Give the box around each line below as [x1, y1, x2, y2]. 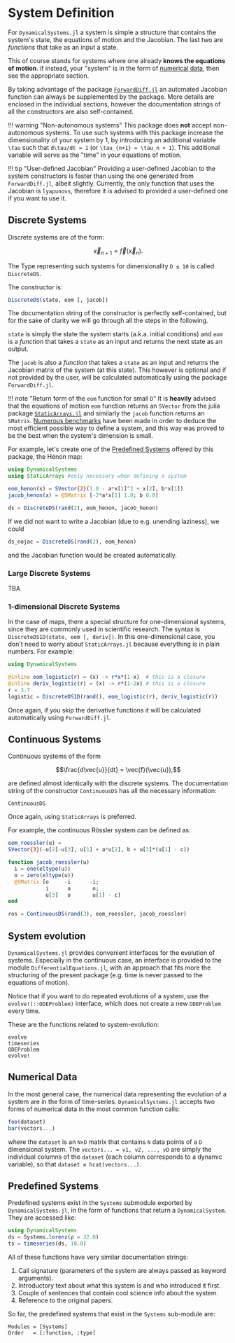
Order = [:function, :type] [8, 1330, 97, 1337]
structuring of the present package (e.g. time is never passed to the [8, 971, 204, 979]
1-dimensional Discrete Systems [8, 601, 120, 611]
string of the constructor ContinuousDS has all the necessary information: [8, 787, 217, 795]
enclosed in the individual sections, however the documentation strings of [8, 99, 221, 108]
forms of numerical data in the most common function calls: [8, 1105, 180, 1113]
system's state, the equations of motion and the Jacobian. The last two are [8, 35, 223, 43]
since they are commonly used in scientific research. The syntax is [8, 625, 201, 633]
